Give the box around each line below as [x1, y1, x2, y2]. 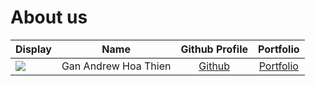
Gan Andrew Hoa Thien [61, 59, 172, 73]
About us [10, 6, 88, 29]
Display [15, 42, 52, 56]
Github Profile [180, 42, 248, 56]
